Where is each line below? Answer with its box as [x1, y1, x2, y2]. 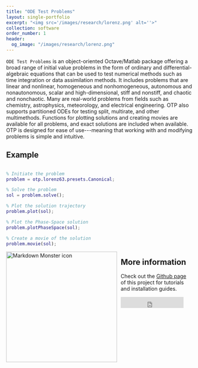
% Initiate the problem [6, 170, 65, 177]
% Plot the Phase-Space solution [6, 219, 89, 225]
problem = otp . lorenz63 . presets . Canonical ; [6, 176, 115, 182]
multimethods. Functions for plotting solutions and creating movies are [6, 114, 178, 121]
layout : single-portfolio [6, 14, 70, 20]
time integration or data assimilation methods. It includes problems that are [6, 76, 189, 83]
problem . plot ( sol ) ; [6, 209, 54, 215]
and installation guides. [121, 285, 177, 293]
